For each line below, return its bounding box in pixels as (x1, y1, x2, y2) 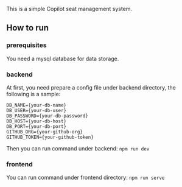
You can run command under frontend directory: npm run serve (6, 174, 165, 182)
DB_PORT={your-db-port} (6, 123, 67, 130)
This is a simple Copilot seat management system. (6, 5, 133, 12)
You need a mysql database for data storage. (6, 55, 119, 62)
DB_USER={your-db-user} (6, 107, 67, 113)
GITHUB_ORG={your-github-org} (6, 129, 83, 135)
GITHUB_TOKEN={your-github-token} (6, 134, 94, 140)
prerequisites (6, 41, 47, 49)
